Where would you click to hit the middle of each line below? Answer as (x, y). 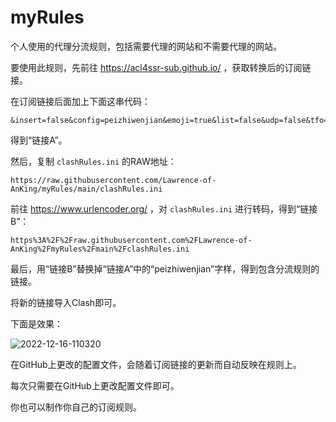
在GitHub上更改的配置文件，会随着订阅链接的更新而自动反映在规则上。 (156, 364)
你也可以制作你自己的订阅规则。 (76, 407)
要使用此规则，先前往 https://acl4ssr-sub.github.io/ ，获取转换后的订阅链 (161, 67)
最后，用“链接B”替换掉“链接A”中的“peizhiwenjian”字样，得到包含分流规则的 (165, 268)
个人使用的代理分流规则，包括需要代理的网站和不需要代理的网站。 (146, 46)
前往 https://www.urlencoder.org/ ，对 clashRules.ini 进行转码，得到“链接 (164, 208)
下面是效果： (36, 323)
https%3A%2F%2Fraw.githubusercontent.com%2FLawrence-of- (131, 240)
